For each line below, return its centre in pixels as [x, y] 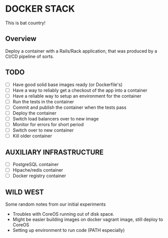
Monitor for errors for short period [48, 124]
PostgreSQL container [36, 164]
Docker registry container [39, 176]
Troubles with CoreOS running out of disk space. [64, 214]
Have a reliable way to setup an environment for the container [77, 96]
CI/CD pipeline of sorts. [30, 56]
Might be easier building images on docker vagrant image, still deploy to [88, 219]
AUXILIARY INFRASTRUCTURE [54, 152]
